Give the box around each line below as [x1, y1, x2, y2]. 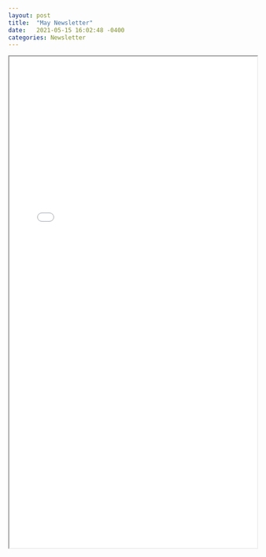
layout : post [8, 11, 51, 20]
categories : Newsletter [8, 33, 87, 42]
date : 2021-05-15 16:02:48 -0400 [8, 26, 125, 34]
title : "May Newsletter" [8, 19, 93, 27]
